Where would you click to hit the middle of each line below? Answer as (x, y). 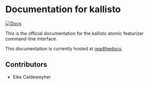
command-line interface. (31, 39)
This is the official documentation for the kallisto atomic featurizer (74, 33)
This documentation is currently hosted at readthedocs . (64, 48)
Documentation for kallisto (63, 9)
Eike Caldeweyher (32, 77)
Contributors (26, 65)
